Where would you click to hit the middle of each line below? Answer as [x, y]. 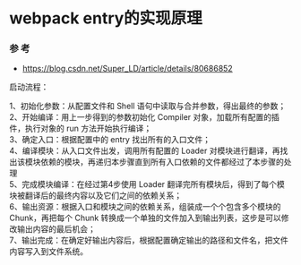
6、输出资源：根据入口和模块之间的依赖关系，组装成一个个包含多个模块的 [145, 207]
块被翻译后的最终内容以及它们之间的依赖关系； [95, 196]
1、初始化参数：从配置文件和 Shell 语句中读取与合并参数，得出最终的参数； [148, 106]
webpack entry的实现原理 [106, 18]
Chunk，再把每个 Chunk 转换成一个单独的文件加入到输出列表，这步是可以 [146, 218]
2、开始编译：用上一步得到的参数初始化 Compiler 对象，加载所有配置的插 [145, 117]
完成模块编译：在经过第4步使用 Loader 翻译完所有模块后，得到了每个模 [153, 184]
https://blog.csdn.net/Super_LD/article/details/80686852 [127, 69]
